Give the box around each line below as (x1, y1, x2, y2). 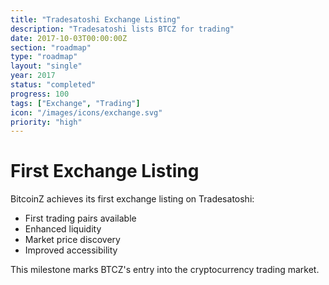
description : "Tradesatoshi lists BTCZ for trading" (10, 24, 235, 34)
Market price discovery (24, 234, 121, 246)
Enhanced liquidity (24, 223, 102, 235)
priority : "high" (10, 117, 83, 127)
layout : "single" (10, 61, 83, 71)
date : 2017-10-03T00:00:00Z (10, 33, 128, 43)
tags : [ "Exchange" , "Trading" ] (10, 98, 141, 108)
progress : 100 (10, 89, 70, 99)
